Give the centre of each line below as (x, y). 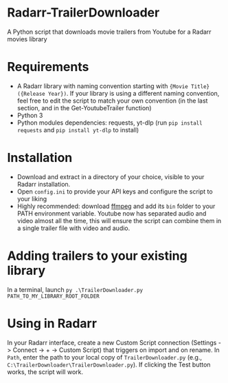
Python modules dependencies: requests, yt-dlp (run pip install (110, 123)
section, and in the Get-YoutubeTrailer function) (84, 107)
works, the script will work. (45, 372)
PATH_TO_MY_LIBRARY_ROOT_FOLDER (53, 296)
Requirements (48, 67)
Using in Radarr (52, 323)
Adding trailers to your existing (97, 256)
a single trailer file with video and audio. (73, 228)
